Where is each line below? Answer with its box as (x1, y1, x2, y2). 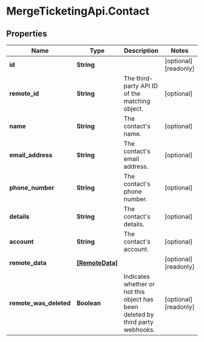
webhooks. (123, 326, 155, 333)
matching (123, 97, 151, 105)
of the (123, 89, 141, 98)
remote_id (9, 89, 39, 98)
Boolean (76, 299, 101, 307)
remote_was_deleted (9, 299, 71, 307)
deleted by (123, 310, 154, 318)
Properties (6, 29, 47, 39)
